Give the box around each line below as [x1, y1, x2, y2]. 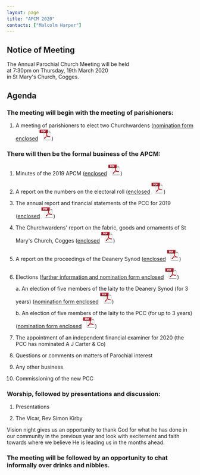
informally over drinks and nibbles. [7, 461, 110, 470]
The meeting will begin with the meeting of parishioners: [7, 108, 174, 117]
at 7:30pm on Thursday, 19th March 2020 [7, 67, 109, 74]
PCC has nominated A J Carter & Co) [15, 341, 106, 348]
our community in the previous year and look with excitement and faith [7, 433, 180, 440]
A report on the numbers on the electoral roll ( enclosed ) [15, 188, 166, 196]
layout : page [7, 10, 39, 15]
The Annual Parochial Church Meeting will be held [7, 61, 130, 68]
